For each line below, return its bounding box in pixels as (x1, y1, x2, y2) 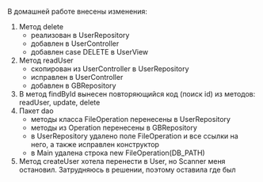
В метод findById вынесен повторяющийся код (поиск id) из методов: (18, 89, 256, 98)
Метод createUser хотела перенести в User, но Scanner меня (18, 157, 226, 165)
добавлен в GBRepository (30, 81, 116, 90)
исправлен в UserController (30, 73, 124, 82)
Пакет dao (18, 106, 54, 116)
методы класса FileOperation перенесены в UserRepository (30, 115, 231, 123)
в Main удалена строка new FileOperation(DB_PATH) (30, 148, 205, 157)
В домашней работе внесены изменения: (7, 7, 148, 16)
